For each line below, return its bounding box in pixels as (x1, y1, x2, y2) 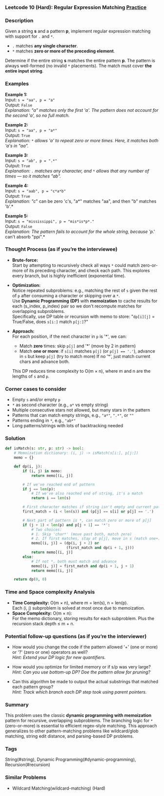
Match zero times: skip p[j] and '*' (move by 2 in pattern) (19, 343, 136, 349)
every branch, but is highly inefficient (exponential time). (12, 273, 126, 279)
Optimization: (12, 282, 41, 288)
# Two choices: (31, 527, 62, 532)
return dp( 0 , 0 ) (14, 577, 47, 582)
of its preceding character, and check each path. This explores (23, 267, 150, 273)
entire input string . (5, 68, 44, 74)
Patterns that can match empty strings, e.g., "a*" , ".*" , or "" (12, 412, 134, 418)
